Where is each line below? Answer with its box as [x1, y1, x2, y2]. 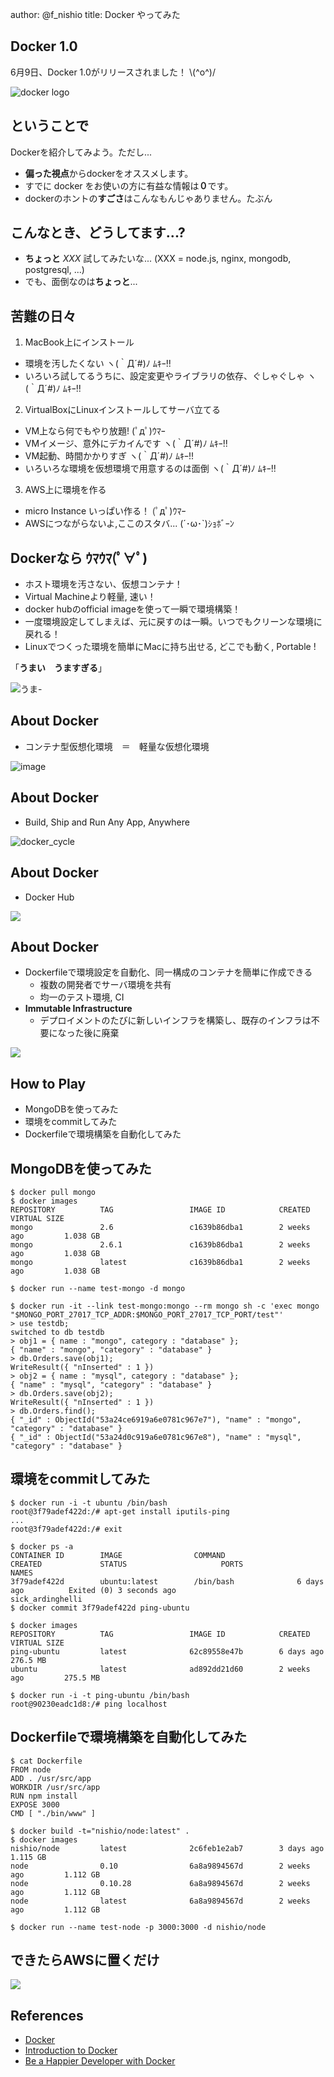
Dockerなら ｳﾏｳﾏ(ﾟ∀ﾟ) [10, 549, 148, 567]
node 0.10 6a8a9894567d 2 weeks [10, 1861, 311, 1871]
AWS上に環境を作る [24, 484, 107, 496]
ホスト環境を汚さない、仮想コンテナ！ [24, 578, 183, 590]
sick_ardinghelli [10, 1594, 83, 1604]
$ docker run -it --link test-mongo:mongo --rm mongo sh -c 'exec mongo [10, 1301, 320, 1311]
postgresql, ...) [24, 264, 85, 276]
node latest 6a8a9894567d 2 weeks [10, 1896, 311, 1906]
